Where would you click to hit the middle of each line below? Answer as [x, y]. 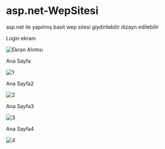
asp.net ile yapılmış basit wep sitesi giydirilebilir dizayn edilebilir [82, 27]
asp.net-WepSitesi [52, 11]
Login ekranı [21, 38]
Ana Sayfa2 [20, 84]
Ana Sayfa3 [20, 106]
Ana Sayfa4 [20, 129]
